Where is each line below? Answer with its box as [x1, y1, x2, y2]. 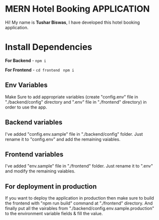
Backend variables [5, 118, 63, 126]
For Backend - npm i [5, 57, 46, 63]
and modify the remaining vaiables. [5, 168, 75, 174]
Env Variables [5, 81, 48, 89]
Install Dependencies [5, 42, 92, 53]
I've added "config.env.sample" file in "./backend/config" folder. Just [5, 131, 143, 137]
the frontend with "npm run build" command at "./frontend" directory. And [5, 200, 153, 206]
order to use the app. [5, 104, 47, 110]
